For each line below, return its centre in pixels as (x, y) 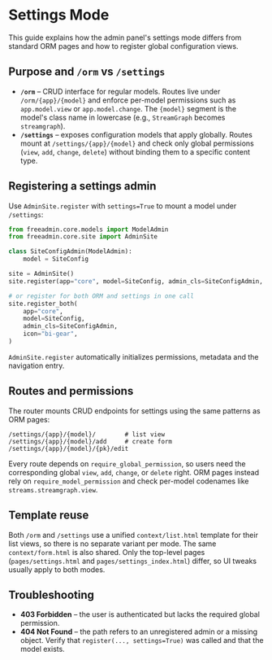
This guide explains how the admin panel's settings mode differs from (125, 37)
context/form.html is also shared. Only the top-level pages (107, 552)
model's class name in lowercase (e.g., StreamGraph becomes (123, 117)
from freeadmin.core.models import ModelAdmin (89, 229)
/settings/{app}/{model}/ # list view (86, 434)
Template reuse (49, 516)
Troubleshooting (52, 594)
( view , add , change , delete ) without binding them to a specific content (135, 151)
